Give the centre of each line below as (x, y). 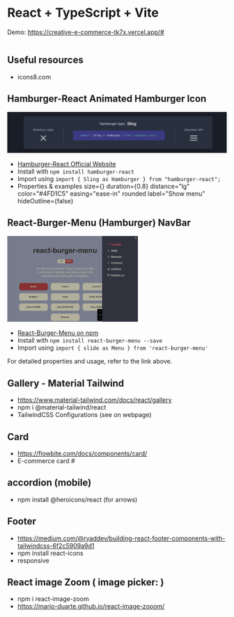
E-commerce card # (46, 460)
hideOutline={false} (45, 201)
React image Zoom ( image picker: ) (86, 582)
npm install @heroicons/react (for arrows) (77, 499)
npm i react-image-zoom (53, 599)
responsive (33, 560)
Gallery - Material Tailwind (65, 383)
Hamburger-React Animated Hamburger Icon (107, 99)
